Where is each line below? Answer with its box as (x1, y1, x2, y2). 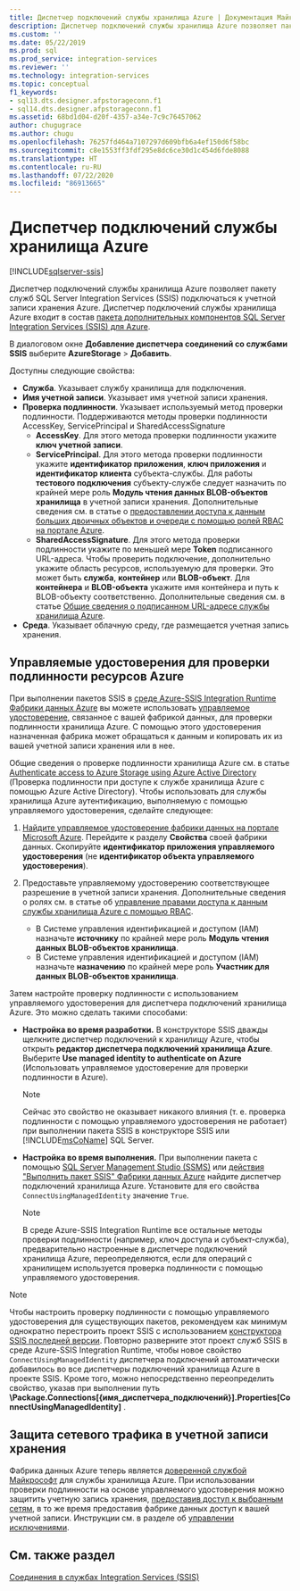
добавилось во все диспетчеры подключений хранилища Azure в (9, 1363, 261, 1374)
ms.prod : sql (9, 46, 58, 55)
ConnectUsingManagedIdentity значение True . (21, 1189, 189, 1201)
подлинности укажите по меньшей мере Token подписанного (35, 544, 273, 554)
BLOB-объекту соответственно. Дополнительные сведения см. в (35, 591, 286, 603)
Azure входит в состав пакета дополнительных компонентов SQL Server (9, 312, 286, 322)
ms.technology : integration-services (9, 71, 150, 80)
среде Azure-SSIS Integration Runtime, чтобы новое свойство (9, 1345, 243, 1355)
